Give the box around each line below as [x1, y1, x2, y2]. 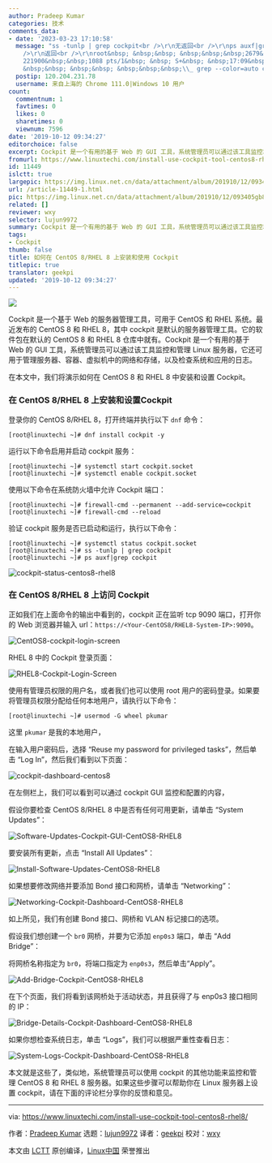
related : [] [8, 200, 49, 209]
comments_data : [8, 27, 60, 35]
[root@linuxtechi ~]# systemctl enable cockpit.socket [8, 469, 198, 477]
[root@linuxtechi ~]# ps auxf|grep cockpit [8, 554, 158, 562]
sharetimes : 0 [15, 118, 63, 126]
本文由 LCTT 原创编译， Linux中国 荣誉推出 [8, 1145, 151, 1155]
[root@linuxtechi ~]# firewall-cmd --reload [8, 508, 161, 516]
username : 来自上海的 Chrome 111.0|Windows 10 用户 [15, 80, 185, 88]
